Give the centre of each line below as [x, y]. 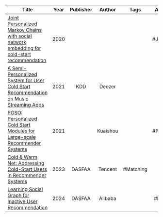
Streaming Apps [26, 105]
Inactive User [23, 201]
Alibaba [107, 198]
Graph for [18, 195]
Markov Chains [25, 30]
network [17, 42]
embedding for [24, 48]
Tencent [108, 169]
